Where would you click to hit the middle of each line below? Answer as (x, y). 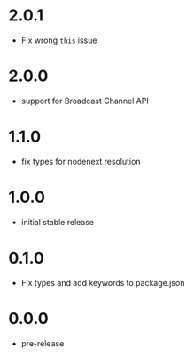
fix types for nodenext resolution (81, 161)
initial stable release (58, 222)
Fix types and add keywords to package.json (103, 282)
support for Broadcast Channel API (85, 101)
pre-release (43, 343)
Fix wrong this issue (59, 40)
